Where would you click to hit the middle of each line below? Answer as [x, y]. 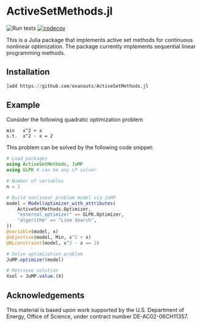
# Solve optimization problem [45, 254]
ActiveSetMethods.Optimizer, [54, 209]
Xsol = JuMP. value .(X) [35, 276]
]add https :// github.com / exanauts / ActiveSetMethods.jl [78, 86]
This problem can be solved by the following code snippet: [80, 147]
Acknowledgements [45, 295]
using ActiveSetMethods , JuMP [45, 165]
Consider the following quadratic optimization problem [75, 119]
